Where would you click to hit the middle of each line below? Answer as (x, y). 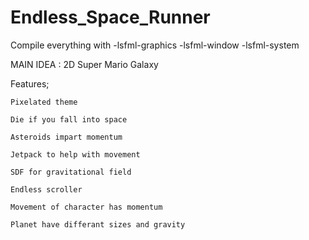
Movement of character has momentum (86, 207)
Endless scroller (46, 189)
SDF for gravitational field (71, 172)
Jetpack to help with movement (75, 154)
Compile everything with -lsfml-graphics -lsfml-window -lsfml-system (155, 45)
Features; (30, 83)
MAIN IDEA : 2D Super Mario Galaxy (84, 64)
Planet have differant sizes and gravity (98, 224)
